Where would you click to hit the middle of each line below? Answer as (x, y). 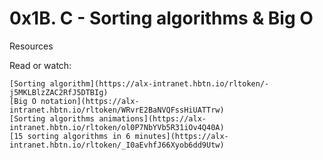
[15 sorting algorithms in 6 (70, 136)
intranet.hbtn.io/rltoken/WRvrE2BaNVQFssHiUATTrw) (117, 110)
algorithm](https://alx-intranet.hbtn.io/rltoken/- (159, 83)
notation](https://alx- (90, 101)
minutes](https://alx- (181, 136)
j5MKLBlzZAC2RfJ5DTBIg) (59, 92)
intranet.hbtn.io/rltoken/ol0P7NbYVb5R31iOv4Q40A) (117, 127)
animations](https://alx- (152, 118)
